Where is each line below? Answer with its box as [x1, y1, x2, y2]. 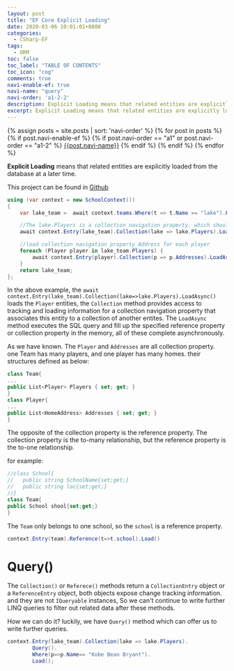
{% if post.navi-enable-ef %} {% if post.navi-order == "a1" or [7, 134, 183, 142]
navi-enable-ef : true [7, 81, 70, 88]
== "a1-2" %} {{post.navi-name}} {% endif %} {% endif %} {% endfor [24, 141, 224, 150]
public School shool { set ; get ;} [7, 503, 98, 510]
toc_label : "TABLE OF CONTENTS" [7, 62, 101, 69]
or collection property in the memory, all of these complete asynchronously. [7, 329, 225, 338]
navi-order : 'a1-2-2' [7, 95, 70, 102]
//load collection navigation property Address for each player [19, 241, 210, 248]
